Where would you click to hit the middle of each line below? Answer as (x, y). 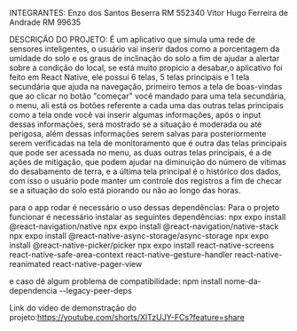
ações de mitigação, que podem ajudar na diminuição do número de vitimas (148, 162)
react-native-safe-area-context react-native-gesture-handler (121, 255)
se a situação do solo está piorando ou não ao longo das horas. (125, 190)
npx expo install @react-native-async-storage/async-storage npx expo (139, 236)
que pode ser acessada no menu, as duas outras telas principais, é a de (141, 153)
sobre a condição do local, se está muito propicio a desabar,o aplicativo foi (146, 67)
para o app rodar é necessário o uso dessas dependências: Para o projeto (145, 207)
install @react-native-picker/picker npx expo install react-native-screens (142, 245)
